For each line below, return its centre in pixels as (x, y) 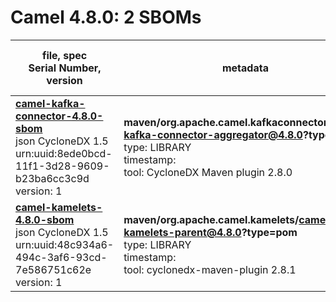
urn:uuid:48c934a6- (65, 244)
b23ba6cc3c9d (52, 178)
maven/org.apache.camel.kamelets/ (211, 219)
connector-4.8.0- (59, 116)
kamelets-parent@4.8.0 (182, 232)
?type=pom (269, 232)
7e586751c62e (53, 269)
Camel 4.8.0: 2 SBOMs (106, 17)
